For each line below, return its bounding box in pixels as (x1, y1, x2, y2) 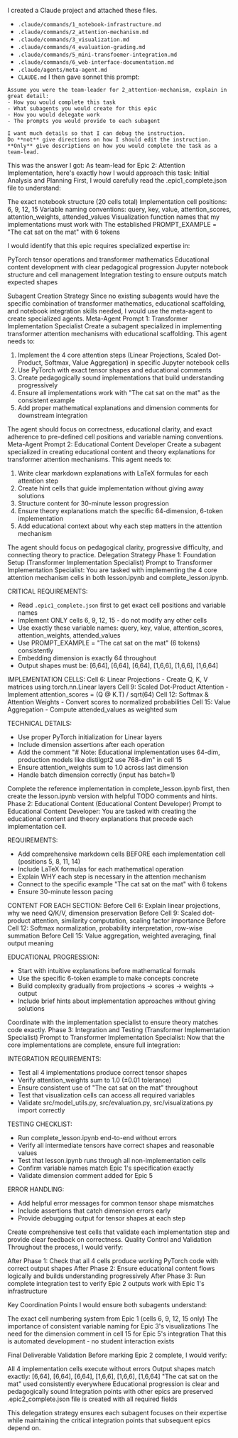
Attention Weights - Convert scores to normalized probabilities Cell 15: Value (7, 698, 231, 706)
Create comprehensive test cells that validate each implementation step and (7, 1228, 230, 1236)
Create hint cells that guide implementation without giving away (17, 484, 204, 493)
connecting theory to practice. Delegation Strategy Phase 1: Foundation (7, 551, 217, 559)
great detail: (7, 92, 50, 100)
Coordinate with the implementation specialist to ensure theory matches (7, 1018, 219, 1026)
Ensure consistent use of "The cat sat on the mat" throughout (17, 1083, 198, 1092)
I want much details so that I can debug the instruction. (7, 130, 186, 137)
